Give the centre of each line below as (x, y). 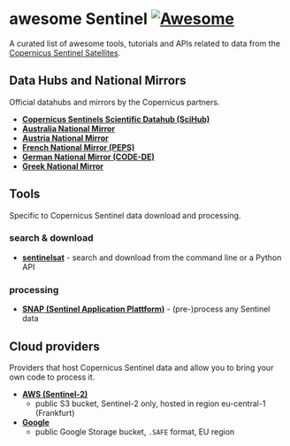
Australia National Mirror (69, 128)
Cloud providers (54, 346)
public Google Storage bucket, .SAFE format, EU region (135, 431)
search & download (52, 238)
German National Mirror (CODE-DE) (88, 157)
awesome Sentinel (79, 19)
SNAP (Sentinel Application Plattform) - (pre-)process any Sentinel (146, 309)
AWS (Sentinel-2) (55, 394)
